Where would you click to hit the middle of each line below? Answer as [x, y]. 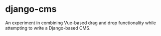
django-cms [31, 9]
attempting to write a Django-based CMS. [48, 28]
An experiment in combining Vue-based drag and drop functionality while [80, 23]
